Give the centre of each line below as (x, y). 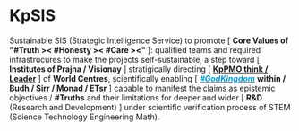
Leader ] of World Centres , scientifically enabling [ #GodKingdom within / (148, 78)
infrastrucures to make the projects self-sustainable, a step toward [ (135, 59)
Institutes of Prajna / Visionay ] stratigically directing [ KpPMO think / (139, 69)
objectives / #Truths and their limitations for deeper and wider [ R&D (136, 97)
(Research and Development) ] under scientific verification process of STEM (150, 107)
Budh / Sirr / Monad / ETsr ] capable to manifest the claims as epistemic (142, 88)
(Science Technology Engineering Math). (85, 117)
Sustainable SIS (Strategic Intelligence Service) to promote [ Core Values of (149, 40)
